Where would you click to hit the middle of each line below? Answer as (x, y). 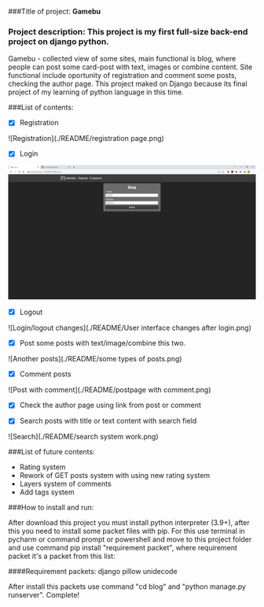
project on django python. (59, 41)
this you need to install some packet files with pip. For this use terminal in (126, 531)
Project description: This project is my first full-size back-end (128, 31)
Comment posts (46, 374)
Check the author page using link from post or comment (110, 405)
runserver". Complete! (44, 595)
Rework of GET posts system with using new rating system (115, 476)
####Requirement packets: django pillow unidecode (93, 572)
